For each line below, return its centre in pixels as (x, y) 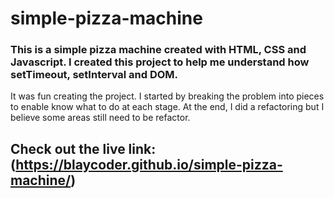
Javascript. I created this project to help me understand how (160, 62)
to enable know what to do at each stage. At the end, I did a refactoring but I (167, 107)
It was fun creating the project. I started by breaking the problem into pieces (167, 96)
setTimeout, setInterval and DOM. (94, 75)
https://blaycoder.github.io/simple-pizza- (149, 164)
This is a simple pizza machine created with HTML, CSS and (158, 50)
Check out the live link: (83, 148)
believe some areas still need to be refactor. (100, 118)
